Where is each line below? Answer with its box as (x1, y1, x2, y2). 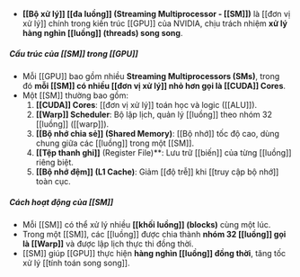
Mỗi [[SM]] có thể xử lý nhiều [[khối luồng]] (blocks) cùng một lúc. (22, 219, 271, 229)
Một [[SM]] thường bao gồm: (22, 90, 128, 101)
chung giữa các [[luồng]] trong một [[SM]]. (35, 138, 195, 148)
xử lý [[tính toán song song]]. (22, 257, 130, 268)
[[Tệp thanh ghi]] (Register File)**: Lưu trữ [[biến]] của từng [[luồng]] (35, 147, 292, 157)
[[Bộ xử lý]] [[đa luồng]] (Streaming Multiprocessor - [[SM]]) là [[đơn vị (22, 9, 291, 19)
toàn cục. (35, 175, 71, 186)
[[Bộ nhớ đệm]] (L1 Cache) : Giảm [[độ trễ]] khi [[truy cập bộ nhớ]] (35, 166, 279, 177)
